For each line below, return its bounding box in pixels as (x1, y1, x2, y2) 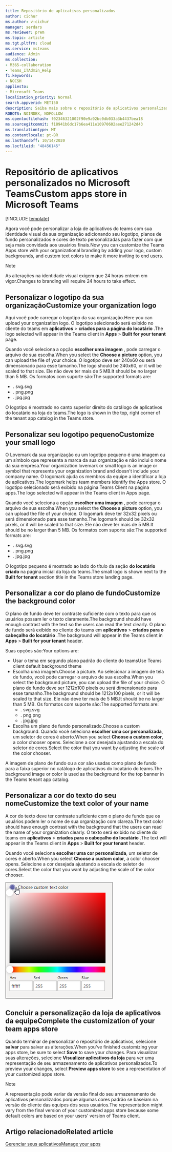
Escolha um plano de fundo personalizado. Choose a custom (12, 723, 140, 729)
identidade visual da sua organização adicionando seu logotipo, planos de (5, 231, 162, 237)
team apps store (5, 1025, 58, 1034)
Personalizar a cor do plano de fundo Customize (5, 589, 160, 598)
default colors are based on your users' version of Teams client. (5, 1113, 140, 1119)
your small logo (5, 438, 55, 447)
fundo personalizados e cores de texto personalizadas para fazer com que (5, 236, 163, 243)
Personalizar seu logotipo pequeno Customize (5, 430, 155, 439)
